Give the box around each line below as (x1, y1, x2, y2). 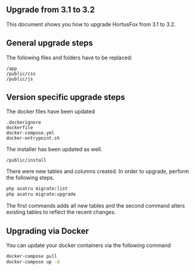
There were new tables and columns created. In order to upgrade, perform (6, 168, 190, 175)
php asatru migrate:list (6, 185, 68, 192)
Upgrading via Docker (6, 226, 89, 236)
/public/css (6, 71, 36, 77)
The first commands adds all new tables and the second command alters (6, 202, 185, 209)
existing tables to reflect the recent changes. (6, 209, 116, 216)
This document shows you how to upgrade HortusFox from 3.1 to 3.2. (6, 20, 176, 28)
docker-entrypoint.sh (6, 135, 60, 141)
